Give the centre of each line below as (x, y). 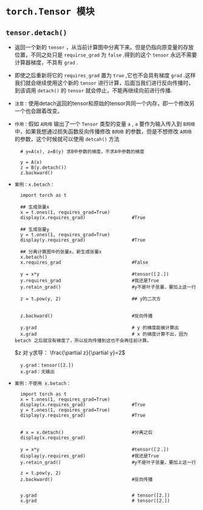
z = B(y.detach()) (43, 168)
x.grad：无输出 (38, 372)
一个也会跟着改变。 (39, 111)
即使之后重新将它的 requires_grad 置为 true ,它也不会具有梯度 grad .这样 (105, 75)
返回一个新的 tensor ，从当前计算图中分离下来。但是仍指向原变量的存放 (104, 47)
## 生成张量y (35, 229)
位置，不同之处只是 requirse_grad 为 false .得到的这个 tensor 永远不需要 (106, 55)
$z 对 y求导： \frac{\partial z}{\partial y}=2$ (70, 352)
